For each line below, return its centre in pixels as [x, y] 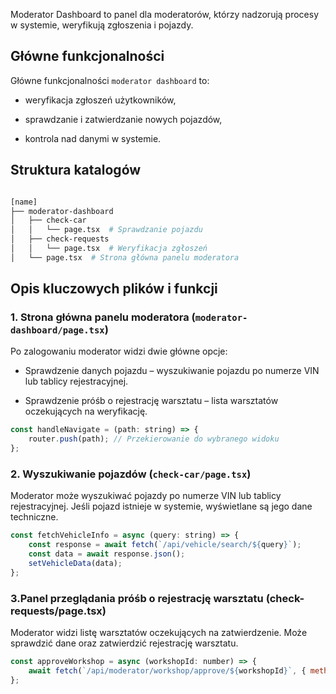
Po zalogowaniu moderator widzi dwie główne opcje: [119, 351]
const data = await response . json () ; [107, 554]
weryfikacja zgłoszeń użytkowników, [100, 100]
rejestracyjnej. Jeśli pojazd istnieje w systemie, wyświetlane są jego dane [161, 506]
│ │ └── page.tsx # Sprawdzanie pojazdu [106, 230]
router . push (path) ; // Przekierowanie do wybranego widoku [154, 439]
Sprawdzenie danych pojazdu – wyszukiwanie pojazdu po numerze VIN [172, 371]
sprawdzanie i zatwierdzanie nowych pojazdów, [123, 119]
